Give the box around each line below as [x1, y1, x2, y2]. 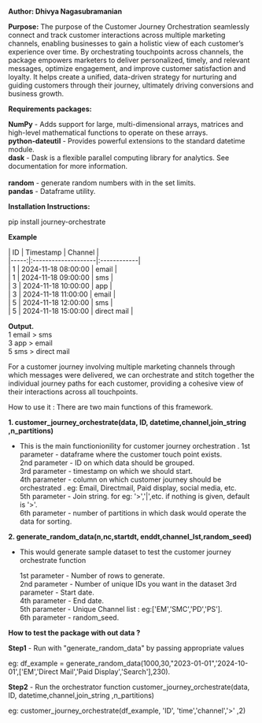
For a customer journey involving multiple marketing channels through [8, 362, 235, 371]
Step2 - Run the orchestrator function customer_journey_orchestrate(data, [8, 682, 250, 691]
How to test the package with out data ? [8, 628, 141, 637]
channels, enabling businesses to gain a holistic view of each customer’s [8, 39, 244, 48]
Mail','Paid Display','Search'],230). [60, 667, 171, 676]
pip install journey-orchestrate [8, 217, 106, 226]
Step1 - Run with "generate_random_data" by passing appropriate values [8, 643, 245, 653]
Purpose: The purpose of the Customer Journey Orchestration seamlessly [8, 22, 250, 31]
